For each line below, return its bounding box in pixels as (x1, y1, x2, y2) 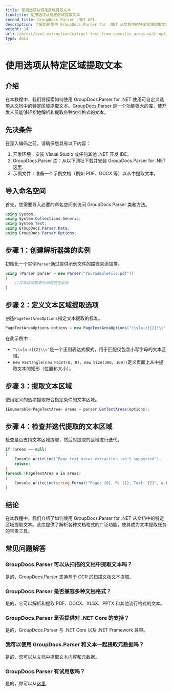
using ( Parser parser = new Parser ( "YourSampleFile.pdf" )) (5, 271, 134, 276)
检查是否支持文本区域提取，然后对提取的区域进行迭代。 (5, 437, 122, 443)
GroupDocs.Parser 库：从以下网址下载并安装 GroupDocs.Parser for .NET (12, 157, 166, 164)
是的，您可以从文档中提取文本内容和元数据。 (5, 654, 100, 660)
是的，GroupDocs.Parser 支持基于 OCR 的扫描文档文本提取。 (5, 574, 134, 580)
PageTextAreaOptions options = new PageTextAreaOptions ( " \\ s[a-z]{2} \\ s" (5, 326, 166, 331)
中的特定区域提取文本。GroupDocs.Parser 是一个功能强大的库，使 (23, 103, 162, 109)
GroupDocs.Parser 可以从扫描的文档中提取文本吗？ (5, 561, 133, 568)
